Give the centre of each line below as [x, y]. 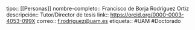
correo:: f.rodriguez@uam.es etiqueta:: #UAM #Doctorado [109, 21]
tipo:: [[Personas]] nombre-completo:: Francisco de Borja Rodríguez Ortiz [97, 9]
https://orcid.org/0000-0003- [147, 15]
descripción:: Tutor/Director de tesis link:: [58, 15]
